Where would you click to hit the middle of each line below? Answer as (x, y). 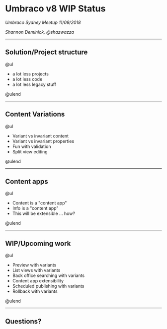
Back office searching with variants (48, 275)
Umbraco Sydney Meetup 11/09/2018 (43, 22)
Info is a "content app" (35, 208)
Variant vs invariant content (40, 136)
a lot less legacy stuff (34, 84)
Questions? (23, 321)
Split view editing (30, 151)
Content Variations (35, 114)
